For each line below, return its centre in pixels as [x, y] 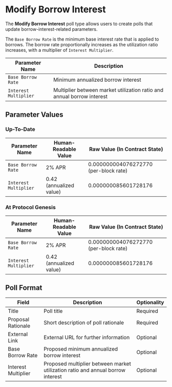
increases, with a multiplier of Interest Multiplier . [59, 50]
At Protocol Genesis [31, 207]
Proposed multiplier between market [87, 363]
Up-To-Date [20, 130]
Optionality [150, 302]
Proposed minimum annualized [81, 349]
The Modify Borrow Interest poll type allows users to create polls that [79, 24]
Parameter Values [34, 115]
